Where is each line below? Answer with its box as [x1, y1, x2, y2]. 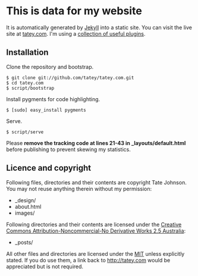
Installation [6, 48, 49, 58]
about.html [14, 203, 42, 210]
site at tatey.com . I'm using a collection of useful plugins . [6, 30, 146, 37]
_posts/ [14, 239, 33, 246]
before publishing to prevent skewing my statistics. [6, 146, 131, 153]
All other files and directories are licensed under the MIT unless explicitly [6, 250, 185, 257]
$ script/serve [6, 129, 44, 135]
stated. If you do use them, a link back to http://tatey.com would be [6, 256, 171, 264]
